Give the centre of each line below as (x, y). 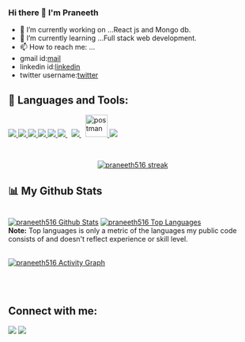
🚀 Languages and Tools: (68, 100)
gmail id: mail (40, 58)
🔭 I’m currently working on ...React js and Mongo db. (105, 30)
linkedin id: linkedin (50, 67)
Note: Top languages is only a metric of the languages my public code (122, 230)
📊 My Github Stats (55, 191)
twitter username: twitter (59, 75)
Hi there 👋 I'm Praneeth (53, 13)
